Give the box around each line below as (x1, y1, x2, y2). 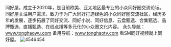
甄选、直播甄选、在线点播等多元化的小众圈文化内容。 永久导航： (9, 24, 145, 30)
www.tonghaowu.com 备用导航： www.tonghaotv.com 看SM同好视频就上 (5, 30, 158, 36)
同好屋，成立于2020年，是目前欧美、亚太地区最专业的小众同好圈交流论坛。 (5, 5, 164, 10)
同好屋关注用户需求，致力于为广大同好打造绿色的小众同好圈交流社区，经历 (5, 11, 162, 17)
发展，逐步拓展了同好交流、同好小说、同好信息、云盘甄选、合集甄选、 (14, 17, 162, 23)
